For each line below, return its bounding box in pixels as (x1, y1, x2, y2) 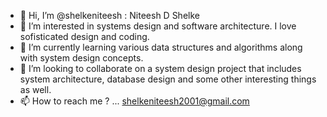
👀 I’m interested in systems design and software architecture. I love (19, 20, 297, 32)
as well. (19, 84, 52, 95)
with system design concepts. (19, 52, 144, 64)
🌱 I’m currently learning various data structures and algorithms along (19, 41, 303, 53)
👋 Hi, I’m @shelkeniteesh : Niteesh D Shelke (19, 10, 200, 21)
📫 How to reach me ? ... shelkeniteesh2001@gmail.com (19, 95, 250, 107)
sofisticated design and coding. (19, 31, 150, 42)
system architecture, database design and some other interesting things (19, 73, 317, 85)
